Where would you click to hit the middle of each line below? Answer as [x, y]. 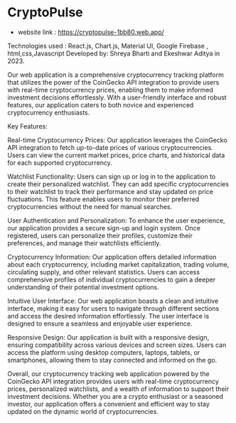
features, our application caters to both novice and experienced [101, 105]
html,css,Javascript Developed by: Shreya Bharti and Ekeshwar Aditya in [114, 53]
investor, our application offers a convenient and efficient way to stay [108, 404]
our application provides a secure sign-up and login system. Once [104, 227]
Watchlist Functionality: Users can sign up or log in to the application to [112, 176]
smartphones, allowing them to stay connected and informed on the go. [112, 360]
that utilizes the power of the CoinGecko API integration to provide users [113, 82]
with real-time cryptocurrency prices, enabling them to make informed [110, 90]
